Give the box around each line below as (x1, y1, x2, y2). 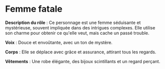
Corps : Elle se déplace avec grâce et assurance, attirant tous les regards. (5, 49, 157, 55)
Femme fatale (5, 3, 63, 15)
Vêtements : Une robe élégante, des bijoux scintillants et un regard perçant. (5, 58, 161, 64)
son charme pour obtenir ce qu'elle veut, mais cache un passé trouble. (5, 30, 150, 36)
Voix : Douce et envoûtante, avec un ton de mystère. (5, 39, 113, 45)
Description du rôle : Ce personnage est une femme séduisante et (5, 20, 141, 25)
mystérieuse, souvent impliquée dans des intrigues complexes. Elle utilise (5, 24, 156, 30)
